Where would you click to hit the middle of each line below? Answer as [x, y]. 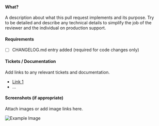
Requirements [20, 39]
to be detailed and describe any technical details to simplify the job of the [78, 23]
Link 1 [18, 81]
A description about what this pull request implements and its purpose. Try [79, 18]
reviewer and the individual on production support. [56, 28]
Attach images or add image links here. [44, 108]
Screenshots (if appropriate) [34, 98]
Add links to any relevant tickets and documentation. [57, 72]
